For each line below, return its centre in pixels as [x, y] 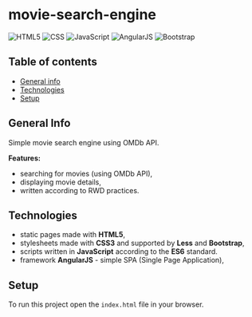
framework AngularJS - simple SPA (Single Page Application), [122, 260]
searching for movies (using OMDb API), [86, 173]
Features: [25, 158]
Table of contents [53, 62]
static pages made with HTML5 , [73, 235]
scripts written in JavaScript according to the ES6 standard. [118, 252]
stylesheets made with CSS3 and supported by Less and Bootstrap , [132, 243]
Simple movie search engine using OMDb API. [84, 142]
